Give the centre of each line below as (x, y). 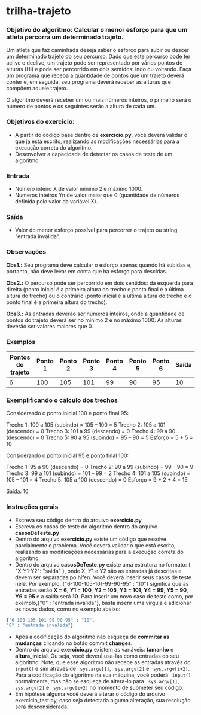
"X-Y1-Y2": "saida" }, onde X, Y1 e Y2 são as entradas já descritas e (98, 571)
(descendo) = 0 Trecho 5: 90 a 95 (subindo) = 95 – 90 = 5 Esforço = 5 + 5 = (100, 437)
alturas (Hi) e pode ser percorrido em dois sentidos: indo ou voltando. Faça (99, 69)
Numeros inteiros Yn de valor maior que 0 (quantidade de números (97, 195)
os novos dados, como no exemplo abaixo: (68, 609)
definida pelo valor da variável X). (56, 202)
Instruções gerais (32, 507)
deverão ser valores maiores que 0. (50, 326)
